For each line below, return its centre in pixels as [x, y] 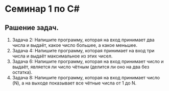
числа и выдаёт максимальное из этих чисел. [62, 56]
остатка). [22, 72]
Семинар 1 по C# [42, 9]
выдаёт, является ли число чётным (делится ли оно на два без [81, 67]
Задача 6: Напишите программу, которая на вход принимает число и [88, 61]
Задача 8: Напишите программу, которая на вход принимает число [86, 78]
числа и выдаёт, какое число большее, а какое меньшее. [75, 45]
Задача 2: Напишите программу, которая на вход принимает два [83, 40]
